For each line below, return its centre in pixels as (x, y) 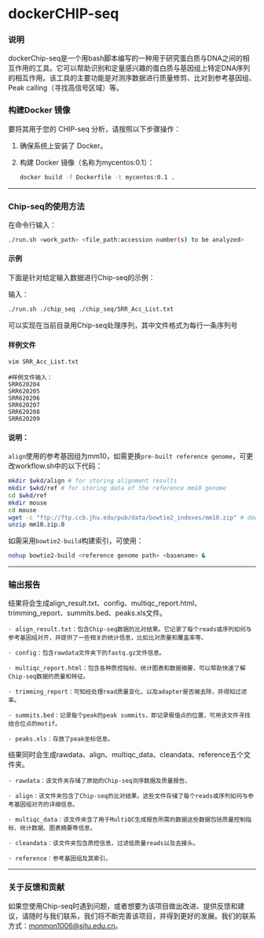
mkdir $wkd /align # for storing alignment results (93, 481)
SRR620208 (24, 412)
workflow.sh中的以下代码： (59, 466)
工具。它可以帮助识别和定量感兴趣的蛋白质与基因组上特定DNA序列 (143, 68)
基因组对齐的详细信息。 (46, 805)
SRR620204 (24, 384)
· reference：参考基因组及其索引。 (60, 859)
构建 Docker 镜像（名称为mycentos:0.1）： (87, 162)
